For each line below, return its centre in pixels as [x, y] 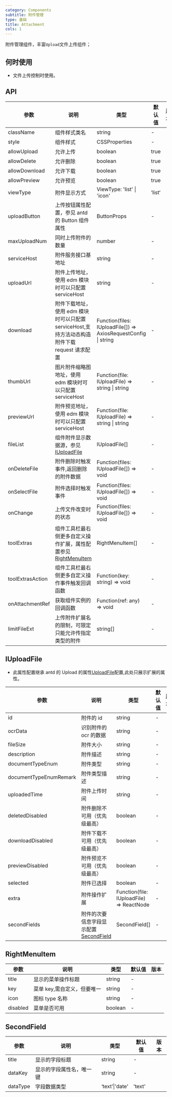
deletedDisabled [28, 816]
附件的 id [92, 718]
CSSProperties [114, 141]
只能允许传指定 [73, 633]
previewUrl [21, 417]
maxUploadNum [27, 241]
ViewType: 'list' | [116, 189]
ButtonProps [112, 216]
